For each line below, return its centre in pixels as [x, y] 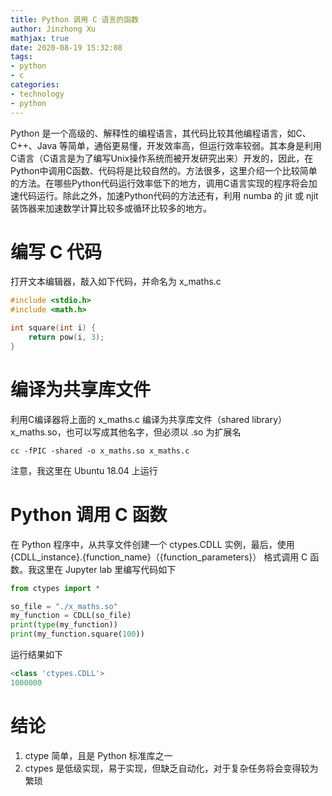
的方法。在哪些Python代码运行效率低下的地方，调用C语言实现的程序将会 [159, 183]
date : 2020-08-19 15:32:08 [66, 47]
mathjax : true [40, 38]
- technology [37, 94]
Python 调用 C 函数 [89, 514]
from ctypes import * [55, 588]
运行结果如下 [36, 655]
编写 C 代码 [56, 252]
